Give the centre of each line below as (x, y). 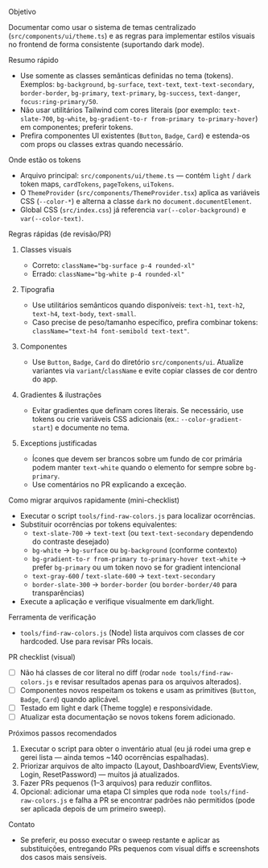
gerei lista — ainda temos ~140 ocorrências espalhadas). (114, 757)
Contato (22, 824)
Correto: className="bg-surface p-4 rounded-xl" (113, 265)
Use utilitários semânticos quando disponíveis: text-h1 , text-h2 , (138, 305)
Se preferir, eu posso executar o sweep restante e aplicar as (120, 840)
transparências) (58, 593)
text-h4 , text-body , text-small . (84, 313)
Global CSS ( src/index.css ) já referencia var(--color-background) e (133, 210)
